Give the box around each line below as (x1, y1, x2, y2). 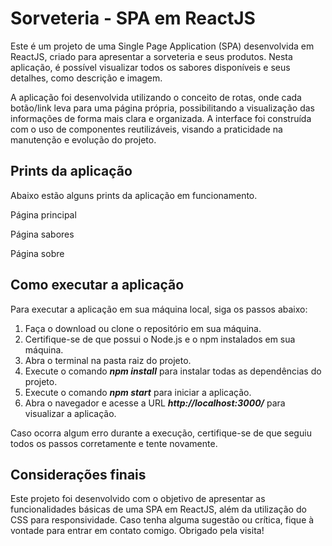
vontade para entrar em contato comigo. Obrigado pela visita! (10, 525, 265, 537)
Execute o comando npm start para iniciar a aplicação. (24, 386, 252, 398)
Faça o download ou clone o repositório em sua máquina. (24, 322, 262, 334)
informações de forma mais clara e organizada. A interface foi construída (10, 112, 312, 124)
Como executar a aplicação (10, 277, 185, 294)
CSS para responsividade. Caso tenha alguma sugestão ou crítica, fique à (10, 514, 315, 526)
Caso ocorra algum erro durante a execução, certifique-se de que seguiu (10, 427, 312, 439)
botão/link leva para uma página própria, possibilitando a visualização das (10, 102, 315, 114)
